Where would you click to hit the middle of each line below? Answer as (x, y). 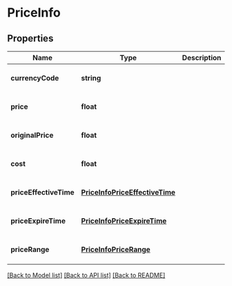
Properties (30, 38)
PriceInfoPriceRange (116, 249)
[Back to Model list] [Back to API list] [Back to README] (86, 275)
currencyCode (35, 78)
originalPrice (32, 135)
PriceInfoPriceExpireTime (124, 221)
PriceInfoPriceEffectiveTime (128, 192)
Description (202, 58)
